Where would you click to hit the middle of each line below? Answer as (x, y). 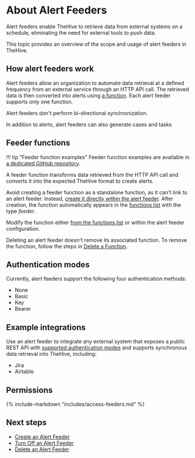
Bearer (23, 309)
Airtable (24, 372)
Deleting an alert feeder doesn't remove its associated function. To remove (97, 240)
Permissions (29, 390)
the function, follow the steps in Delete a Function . (67, 246)
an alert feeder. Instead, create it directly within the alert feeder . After (90, 198)
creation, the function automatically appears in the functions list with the (94, 205)
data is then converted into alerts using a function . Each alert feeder (88, 95)
